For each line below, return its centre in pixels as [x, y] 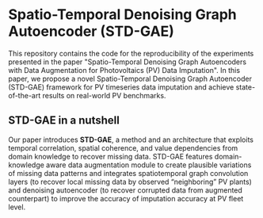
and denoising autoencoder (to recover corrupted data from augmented [126, 190]
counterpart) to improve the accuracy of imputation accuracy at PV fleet [126, 198]
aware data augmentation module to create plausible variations [149, 165]
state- [246, 87]
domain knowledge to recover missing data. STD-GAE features [111, 156]
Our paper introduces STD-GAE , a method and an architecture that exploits [131, 140]
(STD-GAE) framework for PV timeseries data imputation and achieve [121, 87]
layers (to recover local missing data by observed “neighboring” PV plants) [130, 182]
